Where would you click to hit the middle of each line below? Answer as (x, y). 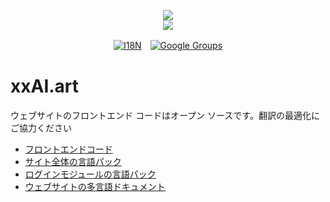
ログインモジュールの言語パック (90, 174)
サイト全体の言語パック (73, 161)
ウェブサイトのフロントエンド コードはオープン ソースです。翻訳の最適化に (165, 115)
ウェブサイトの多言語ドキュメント (95, 186)
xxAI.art (45, 86)
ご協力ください (41, 127)
